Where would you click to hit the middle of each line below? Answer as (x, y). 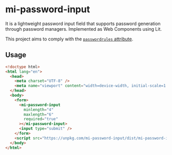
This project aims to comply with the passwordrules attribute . (69, 39)
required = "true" (41, 119)
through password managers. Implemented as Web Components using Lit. (84, 29)
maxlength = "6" (39, 114)
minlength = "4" (39, 109)
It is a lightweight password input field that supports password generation (83, 24)
